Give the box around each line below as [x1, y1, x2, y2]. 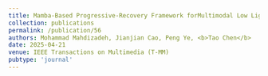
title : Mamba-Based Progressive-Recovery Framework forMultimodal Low [8, 11, 248, 20]
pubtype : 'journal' [8, 56, 73, 64]
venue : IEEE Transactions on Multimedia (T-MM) [8, 48, 170, 56]
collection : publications [8, 19, 94, 27]
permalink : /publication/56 [8, 26, 102, 34]
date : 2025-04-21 [8, 41, 66, 49]
